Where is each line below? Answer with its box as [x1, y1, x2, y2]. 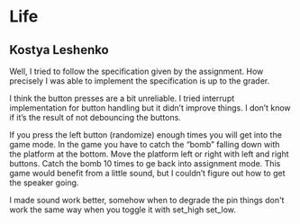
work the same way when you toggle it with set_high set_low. [9, 204, 237, 215]
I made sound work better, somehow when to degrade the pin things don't [9, 195, 285, 205]
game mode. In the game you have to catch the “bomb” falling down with [9, 139, 280, 149]
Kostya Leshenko [9, 42, 110, 58]
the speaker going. [9, 177, 79, 188]
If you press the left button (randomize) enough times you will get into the [9, 130, 282, 140]
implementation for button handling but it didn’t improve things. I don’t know [9, 103, 291, 113]
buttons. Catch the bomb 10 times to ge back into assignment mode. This [9, 158, 281, 168]
